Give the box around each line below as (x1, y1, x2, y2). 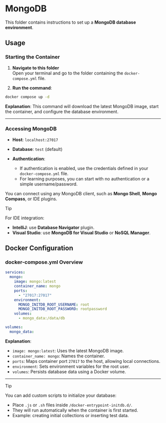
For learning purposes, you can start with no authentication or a (19, 176, 150, 181)
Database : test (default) (12, 146, 63, 152)
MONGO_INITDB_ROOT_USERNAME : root (18, 302, 90, 307)
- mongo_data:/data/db (18, 316, 65, 321)
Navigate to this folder (12, 65, 59, 70)
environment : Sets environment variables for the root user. (12, 363, 130, 369)
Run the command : (12, 85, 52, 91)
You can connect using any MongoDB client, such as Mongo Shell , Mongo (5, 190, 157, 196)
